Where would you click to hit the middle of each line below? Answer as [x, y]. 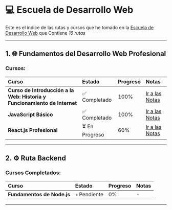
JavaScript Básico [30, 114]
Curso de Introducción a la [41, 90]
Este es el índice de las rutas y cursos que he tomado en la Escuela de [80, 27]
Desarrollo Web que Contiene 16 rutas [45, 33]
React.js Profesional [33, 130]
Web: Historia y [27, 97]
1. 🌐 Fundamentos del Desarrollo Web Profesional [86, 54]
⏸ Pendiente [89, 195]
